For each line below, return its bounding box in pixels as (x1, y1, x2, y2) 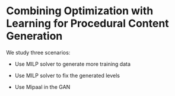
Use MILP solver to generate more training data (14, 60, 131, 68)
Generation (6, 30, 63, 43)
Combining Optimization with (6, 4, 154, 18)
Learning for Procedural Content (6, 17, 169, 30)
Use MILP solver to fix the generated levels (14, 72, 120, 79)
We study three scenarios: (6, 49, 71, 56)
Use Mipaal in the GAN (14, 83, 71, 90)
